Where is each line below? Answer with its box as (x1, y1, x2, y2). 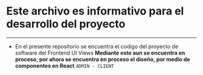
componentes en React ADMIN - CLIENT (14, 62, 114, 69)
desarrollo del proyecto (6, 17, 126, 31)
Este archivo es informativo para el (6, 4, 184, 18)
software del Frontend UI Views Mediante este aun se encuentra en (14, 49, 185, 56)
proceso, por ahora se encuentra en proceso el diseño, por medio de (14, 56, 190, 63)
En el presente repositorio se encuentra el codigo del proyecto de (14, 42, 179, 50)
